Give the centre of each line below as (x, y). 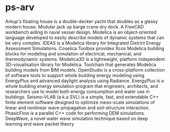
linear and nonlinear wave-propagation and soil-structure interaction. (77, 108)
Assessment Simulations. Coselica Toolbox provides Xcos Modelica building (85, 48)
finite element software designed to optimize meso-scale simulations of (80, 102)
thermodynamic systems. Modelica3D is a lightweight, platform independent (85, 59)
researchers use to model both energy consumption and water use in (77, 91)
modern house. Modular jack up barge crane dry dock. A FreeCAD (75, 26)
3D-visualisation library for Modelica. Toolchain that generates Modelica (81, 64)
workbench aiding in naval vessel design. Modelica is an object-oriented (81, 32)
